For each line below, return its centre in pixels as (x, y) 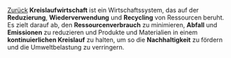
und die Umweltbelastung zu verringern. (66, 47)
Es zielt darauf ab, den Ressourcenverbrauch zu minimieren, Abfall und (112, 25)
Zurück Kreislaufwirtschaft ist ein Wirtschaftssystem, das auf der (103, 10)
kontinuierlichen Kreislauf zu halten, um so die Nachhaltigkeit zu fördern (115, 40)
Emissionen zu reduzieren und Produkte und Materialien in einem (102, 32)
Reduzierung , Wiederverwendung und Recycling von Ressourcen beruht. (116, 17)
